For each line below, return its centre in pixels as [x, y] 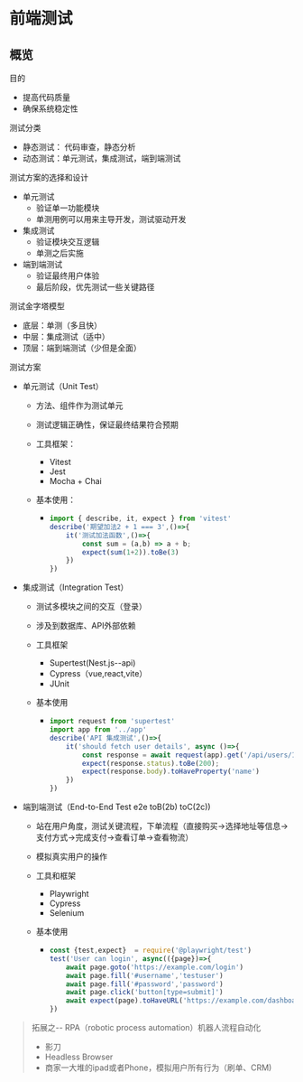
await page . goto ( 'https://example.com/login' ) [155, 967]
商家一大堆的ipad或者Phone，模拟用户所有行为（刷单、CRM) [158, 1068]
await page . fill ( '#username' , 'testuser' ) [145, 975]
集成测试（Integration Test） [75, 587]
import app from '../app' [98, 730]
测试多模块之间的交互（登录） [91, 607]
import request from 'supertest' [112, 722]
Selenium [67, 913]
